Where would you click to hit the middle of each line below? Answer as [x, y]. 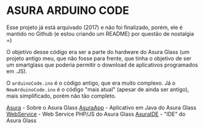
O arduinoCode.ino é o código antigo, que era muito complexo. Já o [91, 83]
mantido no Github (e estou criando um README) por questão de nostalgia [100, 33]
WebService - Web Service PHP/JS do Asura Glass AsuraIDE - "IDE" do [96, 114]
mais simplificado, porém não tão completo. [62, 96]
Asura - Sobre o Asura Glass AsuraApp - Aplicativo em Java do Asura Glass [101, 107]
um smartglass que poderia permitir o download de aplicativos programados [102, 65]
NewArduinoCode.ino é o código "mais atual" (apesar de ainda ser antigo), [98, 89]
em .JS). [17, 71]
